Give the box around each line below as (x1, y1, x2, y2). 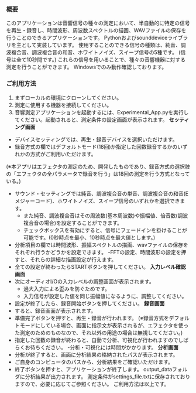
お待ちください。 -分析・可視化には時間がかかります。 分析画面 (25, 344, 178, 351)
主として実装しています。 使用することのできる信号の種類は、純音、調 (16, 42, 186, 49)
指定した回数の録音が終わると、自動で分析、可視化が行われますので (14, 336, 178, 343)
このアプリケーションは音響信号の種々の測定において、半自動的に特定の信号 (6, 19, 190, 27)
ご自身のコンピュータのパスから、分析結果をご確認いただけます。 (14, 358, 174, 365)
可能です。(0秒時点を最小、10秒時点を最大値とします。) (23, 234, 156, 241)
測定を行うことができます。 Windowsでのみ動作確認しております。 (6, 63, 167, 71)
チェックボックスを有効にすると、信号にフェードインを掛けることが (23, 227, 187, 234)
